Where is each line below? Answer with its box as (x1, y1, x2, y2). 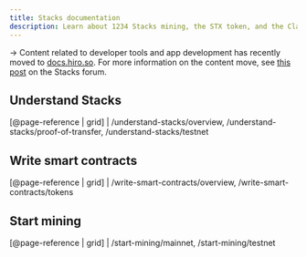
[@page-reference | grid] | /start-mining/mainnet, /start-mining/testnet (9, 237, 276, 248)
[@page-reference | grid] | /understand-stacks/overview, (9, 117, 226, 128)
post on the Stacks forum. (9, 66, 107, 77)
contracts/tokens (9, 187, 74, 198)
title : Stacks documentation (9, 13, 121, 23)
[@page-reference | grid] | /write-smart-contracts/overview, (9, 177, 237, 188)
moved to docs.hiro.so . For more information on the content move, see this (9, 57, 291, 67)
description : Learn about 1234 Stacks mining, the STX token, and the (9, 22, 284, 31)
